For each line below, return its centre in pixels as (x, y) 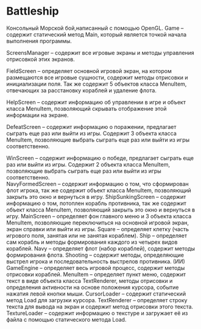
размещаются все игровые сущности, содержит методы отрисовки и (97, 77)
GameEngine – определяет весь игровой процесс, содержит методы (96, 268)
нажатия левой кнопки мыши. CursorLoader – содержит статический (96, 294)
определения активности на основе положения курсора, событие (93, 287)
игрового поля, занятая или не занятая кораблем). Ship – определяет (97, 235)
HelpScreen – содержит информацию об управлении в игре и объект (96, 102)
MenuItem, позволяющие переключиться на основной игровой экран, (98, 223)
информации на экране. (37, 115)
